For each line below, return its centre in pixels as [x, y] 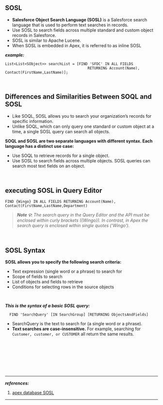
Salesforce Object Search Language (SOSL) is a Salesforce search [79, 19]
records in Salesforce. [34, 35]
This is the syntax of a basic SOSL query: [48, 306]
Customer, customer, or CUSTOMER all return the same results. [73, 334]
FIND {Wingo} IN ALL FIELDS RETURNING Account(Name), [61, 202]
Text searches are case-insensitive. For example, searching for [76, 329]
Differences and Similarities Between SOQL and [78, 97]
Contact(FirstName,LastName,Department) [47, 206]
